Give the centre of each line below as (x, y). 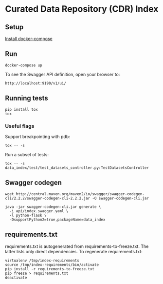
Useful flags (20, 126)
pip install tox (21, 109)
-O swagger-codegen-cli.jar (121, 198)
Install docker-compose (29, 39)
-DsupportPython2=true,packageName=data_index (57, 220)
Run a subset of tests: (27, 154)
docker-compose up (24, 65)
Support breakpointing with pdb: (38, 136)
